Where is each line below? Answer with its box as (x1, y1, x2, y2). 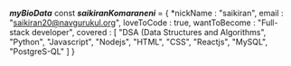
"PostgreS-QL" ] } (9, 46, 75, 57)
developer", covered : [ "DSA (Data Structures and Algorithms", (31, 27, 267, 37)
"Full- (257, 17, 278, 28)
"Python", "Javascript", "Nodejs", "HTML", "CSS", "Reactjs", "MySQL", (9, 36, 268, 47)
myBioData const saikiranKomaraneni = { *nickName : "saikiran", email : (9, 8, 284, 18)
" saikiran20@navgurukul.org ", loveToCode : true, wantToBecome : (9, 17, 256, 28)
